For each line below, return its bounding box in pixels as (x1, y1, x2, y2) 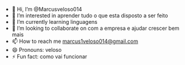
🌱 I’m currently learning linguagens (11, 18, 98, 25)
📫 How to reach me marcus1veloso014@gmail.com (11, 38, 139, 45)
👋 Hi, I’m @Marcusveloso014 (11, 6, 82, 13)
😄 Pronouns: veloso (11, 47, 62, 53)
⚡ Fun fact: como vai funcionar (11, 53, 87, 60)
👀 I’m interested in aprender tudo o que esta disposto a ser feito (11, 12, 168, 19)
